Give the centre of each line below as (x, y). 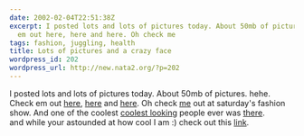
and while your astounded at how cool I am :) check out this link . (129, 122)
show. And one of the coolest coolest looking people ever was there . (137, 113)
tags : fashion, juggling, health (72, 43)
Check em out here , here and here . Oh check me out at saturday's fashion (147, 103)
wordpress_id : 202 (44, 59)
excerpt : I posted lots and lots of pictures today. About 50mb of (139, 26)
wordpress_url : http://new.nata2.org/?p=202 (95, 68)
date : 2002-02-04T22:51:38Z (62, 18)
